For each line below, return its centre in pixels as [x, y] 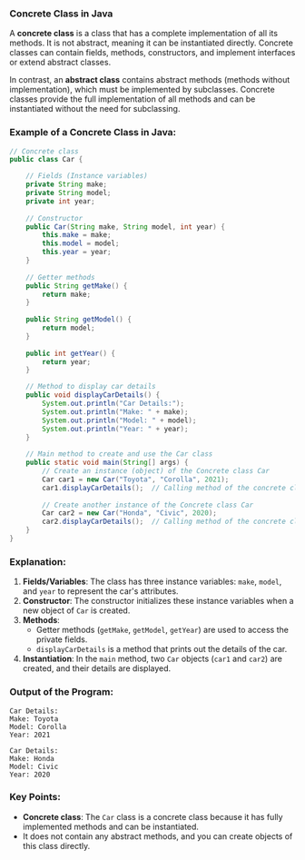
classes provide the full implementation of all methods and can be [133, 99]
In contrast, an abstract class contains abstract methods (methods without [150, 80]
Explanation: [38, 561]
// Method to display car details [91, 387]
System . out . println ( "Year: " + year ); [115, 429]
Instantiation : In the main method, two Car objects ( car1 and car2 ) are [152, 659]
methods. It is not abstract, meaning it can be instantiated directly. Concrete [151, 43]
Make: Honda [32, 758]
